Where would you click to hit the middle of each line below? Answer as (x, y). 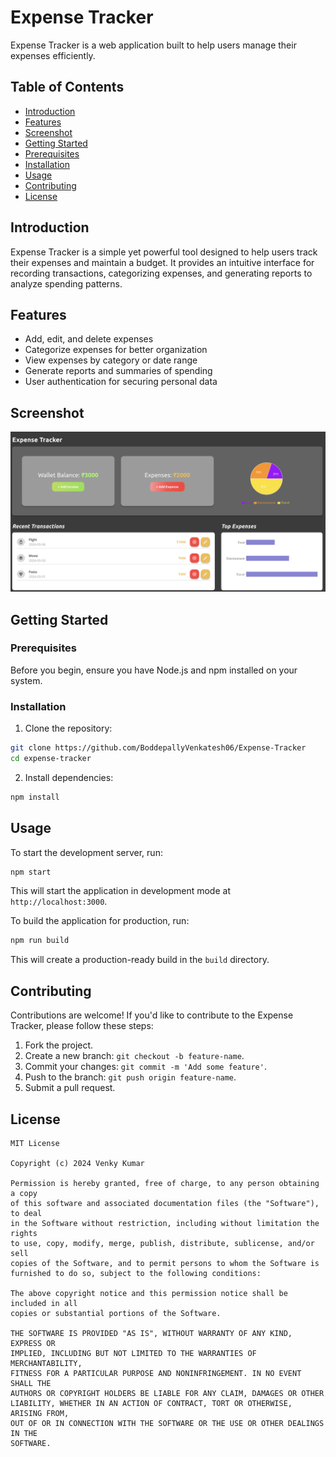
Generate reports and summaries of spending (118, 371)
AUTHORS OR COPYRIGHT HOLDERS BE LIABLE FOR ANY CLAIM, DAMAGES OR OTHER (167, 1393)
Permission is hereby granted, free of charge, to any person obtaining (165, 1183)
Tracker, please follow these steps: (82, 1026)
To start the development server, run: (86, 852)
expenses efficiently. (53, 55)
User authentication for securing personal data (121, 382)
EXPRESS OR (33, 1343)
